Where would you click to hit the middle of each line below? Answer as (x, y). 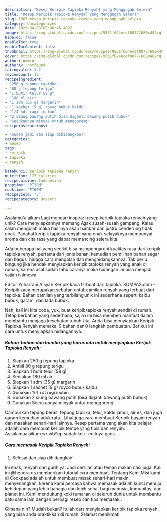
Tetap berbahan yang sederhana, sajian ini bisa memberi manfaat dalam (79, 315)
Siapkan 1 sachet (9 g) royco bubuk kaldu (55, 387)
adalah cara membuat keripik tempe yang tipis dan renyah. (65, 428)
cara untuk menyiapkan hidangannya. (43, 331)
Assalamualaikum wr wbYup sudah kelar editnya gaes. (61, 433)
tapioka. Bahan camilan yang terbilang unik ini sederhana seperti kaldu (78, 295)
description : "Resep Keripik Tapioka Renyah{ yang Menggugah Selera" (79, 10)
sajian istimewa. (22, 275)
